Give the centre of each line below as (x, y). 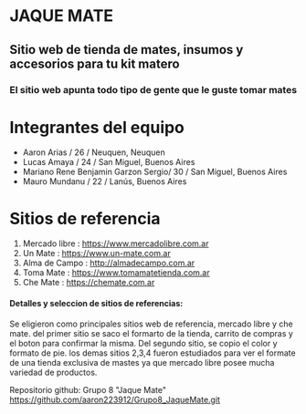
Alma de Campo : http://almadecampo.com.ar (109, 263)
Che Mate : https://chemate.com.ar (89, 283)
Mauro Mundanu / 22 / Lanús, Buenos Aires (105, 181)
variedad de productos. (53, 372)
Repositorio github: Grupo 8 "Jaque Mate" (88, 389)
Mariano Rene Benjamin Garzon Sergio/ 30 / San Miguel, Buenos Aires (155, 172)
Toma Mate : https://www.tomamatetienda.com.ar (116, 273)
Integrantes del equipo (97, 127)
